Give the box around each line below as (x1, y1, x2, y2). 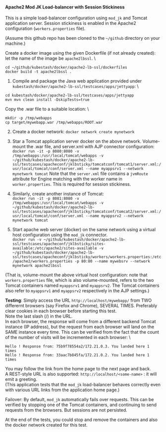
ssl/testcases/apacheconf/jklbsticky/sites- (12, 242, 106, 247)
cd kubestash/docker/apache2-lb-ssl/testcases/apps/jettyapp (5, 93, 134, 98)
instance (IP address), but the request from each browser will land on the (5, 324, 155, 330)
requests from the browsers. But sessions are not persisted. (5, 407, 127, 413)
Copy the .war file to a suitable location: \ (5, 106, 89, 112)
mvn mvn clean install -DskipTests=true (5, 97, 90, 102)
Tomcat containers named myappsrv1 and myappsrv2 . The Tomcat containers (5, 282, 160, 288)
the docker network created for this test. (5, 422, 88, 428)
